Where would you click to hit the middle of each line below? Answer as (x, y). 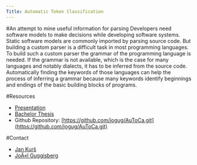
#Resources (21, 96)
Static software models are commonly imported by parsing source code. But (98, 41)
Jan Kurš (25, 149)
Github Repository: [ (39, 120)
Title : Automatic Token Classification (55, 11)
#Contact (17, 138)
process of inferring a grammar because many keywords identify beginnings (99, 78)
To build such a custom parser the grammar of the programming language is (98, 53)
